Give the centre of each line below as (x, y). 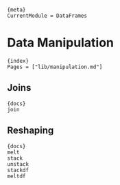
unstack (18, 164)
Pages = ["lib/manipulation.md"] (55, 67)
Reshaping (31, 131)
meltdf (16, 176)
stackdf (18, 170)
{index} (18, 61)
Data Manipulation (61, 43)
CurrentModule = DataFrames (47, 16)
